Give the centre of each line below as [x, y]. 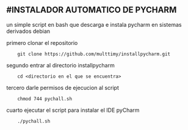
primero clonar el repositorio [42, 43]
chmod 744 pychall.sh [45, 99]
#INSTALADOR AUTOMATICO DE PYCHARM [92, 10]
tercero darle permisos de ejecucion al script [63, 87]
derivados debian [28, 31]
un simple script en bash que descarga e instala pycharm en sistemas [94, 24]
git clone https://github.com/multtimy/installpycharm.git [94, 54]
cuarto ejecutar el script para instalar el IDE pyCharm [73, 110]
